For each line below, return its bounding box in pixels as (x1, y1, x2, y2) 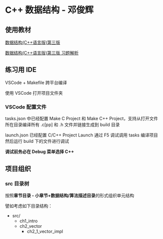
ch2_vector (19, 223, 42, 229)
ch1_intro (19, 218, 38, 224)
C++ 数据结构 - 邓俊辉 (5, 4, 94, 16)
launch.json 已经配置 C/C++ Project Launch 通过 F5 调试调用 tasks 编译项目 (5, 132, 158, 138)
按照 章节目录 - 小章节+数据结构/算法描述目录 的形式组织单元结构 (5, 192, 135, 198)
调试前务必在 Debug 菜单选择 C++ (5, 149, 75, 155)
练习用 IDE (5, 66, 37, 74)
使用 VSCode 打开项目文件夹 (5, 90, 63, 96)
